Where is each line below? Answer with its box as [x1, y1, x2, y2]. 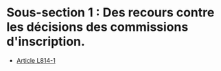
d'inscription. [6, 34, 85, 49]
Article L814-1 [16, 56, 56, 64]
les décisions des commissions [6, 19, 189, 35]
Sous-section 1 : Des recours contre [6, 5, 215, 20]
